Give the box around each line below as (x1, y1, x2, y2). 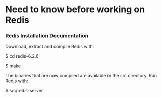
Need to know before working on (5, 4, 145, 15)
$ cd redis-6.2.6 (5, 53, 39, 59)
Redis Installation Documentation (5, 32, 89, 39)
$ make (5, 63, 21, 69)
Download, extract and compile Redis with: (5, 44, 94, 50)
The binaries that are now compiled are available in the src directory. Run (5, 73, 157, 79)
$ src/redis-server (5, 88, 43, 94)
